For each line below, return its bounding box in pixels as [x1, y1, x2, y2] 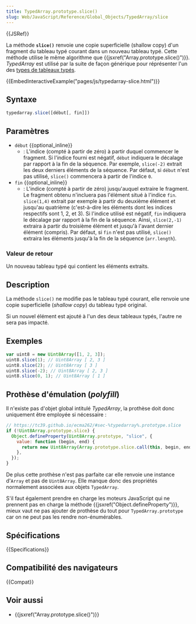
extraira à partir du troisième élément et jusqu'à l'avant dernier [23, 223, 174, 229]
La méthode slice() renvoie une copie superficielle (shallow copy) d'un [6, 42, 179, 49]
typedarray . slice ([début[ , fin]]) [6, 110, 90, 116]
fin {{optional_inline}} [14, 179, 68, 186]
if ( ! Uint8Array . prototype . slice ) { [6, 428, 95, 433]
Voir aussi [6, 595, 43, 605]
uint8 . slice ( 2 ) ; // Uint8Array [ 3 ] [6, 362, 98, 368]
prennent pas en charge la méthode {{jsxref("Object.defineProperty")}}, [6, 501, 179, 508]
